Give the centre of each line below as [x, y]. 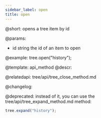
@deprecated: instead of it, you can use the [50, 96]
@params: [16, 38]
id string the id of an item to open [47, 48]
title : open [17, 14]
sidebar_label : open [27, 10]
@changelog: [19, 86]
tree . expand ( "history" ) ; [31, 111]
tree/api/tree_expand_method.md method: [49, 101]
